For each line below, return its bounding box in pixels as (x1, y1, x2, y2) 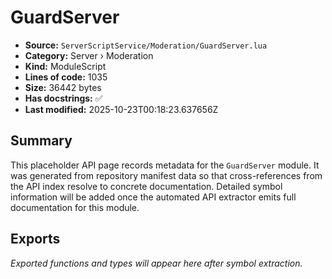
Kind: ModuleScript (24, 60, 107, 72)
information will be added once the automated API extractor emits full (10, 191, 297, 203)
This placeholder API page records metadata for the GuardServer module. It (10, 159, 320, 171)
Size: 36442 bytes (24, 81, 102, 93)
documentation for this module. (10, 201, 140, 213)
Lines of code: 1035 (24, 71, 108, 83)
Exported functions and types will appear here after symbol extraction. (10, 257, 303, 269)
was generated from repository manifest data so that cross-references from (10, 169, 323, 181)
